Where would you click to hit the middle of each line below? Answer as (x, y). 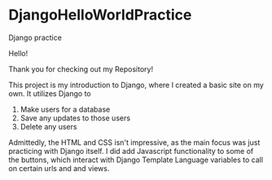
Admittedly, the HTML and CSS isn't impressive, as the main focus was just (134, 142)
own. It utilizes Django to (50, 93)
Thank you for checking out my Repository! (81, 69)
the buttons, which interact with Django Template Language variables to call (136, 160)
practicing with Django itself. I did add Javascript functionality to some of (131, 151)
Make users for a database (65, 109)
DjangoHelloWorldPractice (100, 15)
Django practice (35, 37)
